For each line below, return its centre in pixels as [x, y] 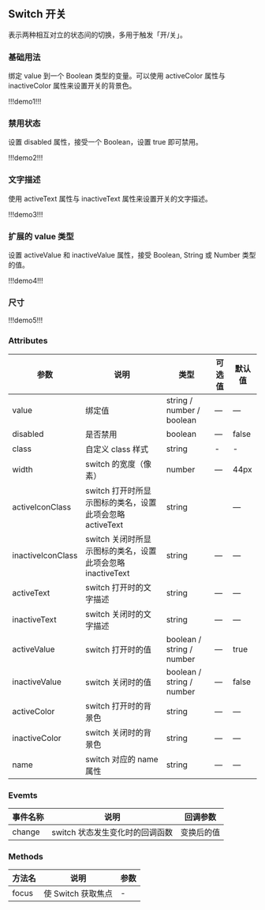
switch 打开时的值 [118, 649]
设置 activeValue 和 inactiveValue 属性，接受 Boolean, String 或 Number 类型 [132, 255]
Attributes [28, 340]
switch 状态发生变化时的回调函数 [112, 832]
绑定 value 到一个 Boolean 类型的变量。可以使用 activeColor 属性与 [117, 76]
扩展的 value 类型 [41, 236]
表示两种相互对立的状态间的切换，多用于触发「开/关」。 [98, 35]
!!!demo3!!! [26, 214]
